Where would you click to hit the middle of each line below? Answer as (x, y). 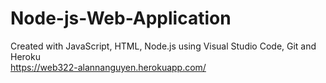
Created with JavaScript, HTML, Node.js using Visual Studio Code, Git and (163, 46)
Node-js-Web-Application (121, 18)
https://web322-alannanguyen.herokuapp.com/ (108, 67)
